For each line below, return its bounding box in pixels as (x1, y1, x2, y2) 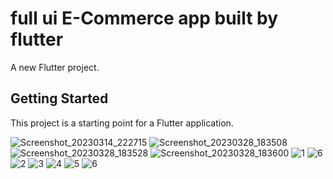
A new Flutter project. (10, 61, 100, 73)
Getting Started (10, 90, 109, 107)
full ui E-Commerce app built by (10, 7, 279, 30)
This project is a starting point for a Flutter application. (10, 117, 234, 129)
